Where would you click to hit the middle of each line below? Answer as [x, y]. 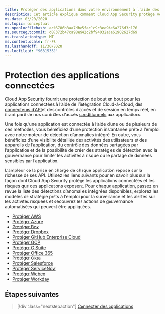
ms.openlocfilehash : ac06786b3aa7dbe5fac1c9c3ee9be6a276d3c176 [71, 28]
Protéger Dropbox [30, 232]
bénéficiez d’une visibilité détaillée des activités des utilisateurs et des [76, 140]
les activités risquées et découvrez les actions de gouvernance [69, 201]
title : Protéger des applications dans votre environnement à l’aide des [82, 10]
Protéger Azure [27, 222]
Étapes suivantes [32, 295]
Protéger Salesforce [32, 263]
